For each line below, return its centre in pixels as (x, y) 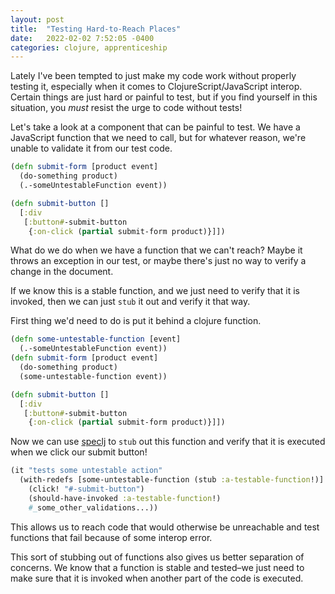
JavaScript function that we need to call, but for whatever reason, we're (158, 138)
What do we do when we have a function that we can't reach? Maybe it (156, 250)
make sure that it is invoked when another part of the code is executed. (157, 578)
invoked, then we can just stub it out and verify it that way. (130, 302)
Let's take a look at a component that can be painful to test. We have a (155, 127)
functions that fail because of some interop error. (111, 537)
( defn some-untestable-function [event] (96, 339)
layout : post (37, 19)
